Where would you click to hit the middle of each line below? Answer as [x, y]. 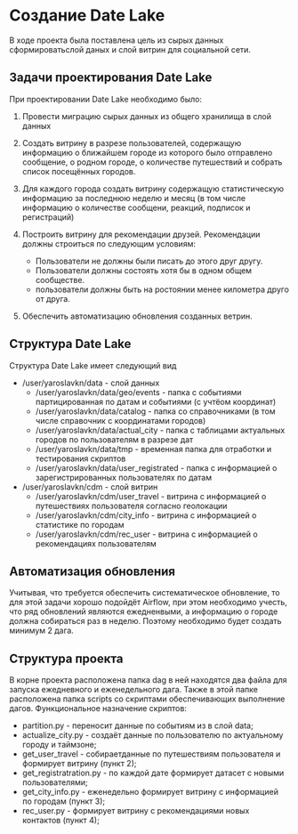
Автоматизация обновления [93, 571]
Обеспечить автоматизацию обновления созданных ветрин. [137, 316]
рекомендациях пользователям [96, 543]
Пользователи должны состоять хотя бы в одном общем [143, 270]
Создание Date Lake [87, 16]
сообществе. [60, 279]
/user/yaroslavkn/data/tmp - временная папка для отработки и [153, 449]
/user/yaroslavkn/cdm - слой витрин [90, 487]
